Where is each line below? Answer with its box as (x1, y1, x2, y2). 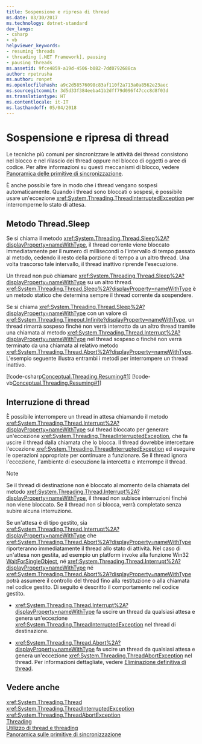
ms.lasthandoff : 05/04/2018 (6, 104, 77, 111)
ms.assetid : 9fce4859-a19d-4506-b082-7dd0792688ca (6, 65, 136, 71)
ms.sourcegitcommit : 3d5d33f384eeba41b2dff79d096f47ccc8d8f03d (6, 88, 169, 94)
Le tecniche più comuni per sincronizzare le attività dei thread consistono (6, 151, 189, 158)
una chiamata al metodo (6, 329, 66, 336)
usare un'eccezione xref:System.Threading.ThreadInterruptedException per (6, 194, 195, 202)
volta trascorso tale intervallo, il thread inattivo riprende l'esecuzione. (6, 261, 178, 268)
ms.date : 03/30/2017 (6, 15, 58, 21)
